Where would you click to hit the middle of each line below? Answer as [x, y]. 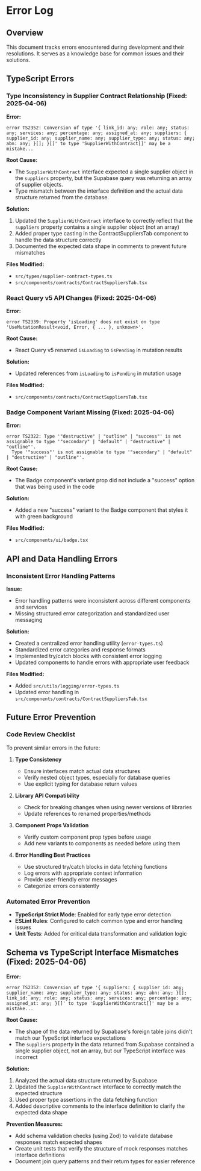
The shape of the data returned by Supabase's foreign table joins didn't [104, 1031]
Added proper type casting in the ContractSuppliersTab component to [101, 233]
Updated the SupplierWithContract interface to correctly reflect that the [104, 220]
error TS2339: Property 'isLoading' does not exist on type [83, 322]
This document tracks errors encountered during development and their [95, 47]
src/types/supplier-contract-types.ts [63, 276]
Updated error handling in [47, 692]
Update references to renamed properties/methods [88, 813]
